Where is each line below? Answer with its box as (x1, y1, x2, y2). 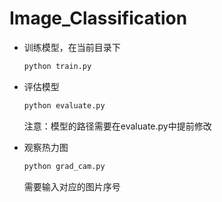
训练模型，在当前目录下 (23, 41, 121, 53)
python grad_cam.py (23, 161, 106, 171)
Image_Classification (9, 7, 188, 30)
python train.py (23, 61, 92, 71)
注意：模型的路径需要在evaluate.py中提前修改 (23, 120, 212, 132)
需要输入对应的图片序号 (23, 180, 121, 192)
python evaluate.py (23, 100, 106, 111)
